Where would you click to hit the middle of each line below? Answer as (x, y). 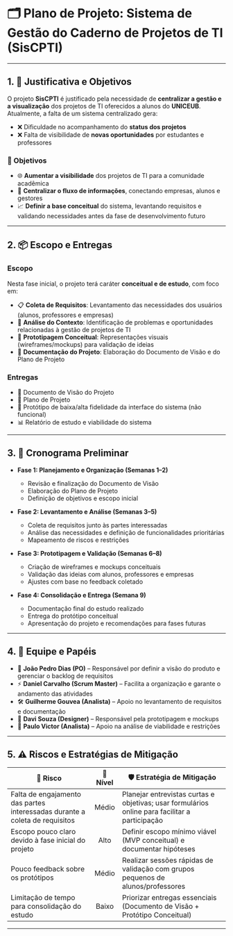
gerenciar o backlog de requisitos (65, 675)
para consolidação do (46, 906)
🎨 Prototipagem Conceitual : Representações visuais (93, 337)
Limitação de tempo (43, 898)
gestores (30, 198)
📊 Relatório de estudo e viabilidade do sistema (84, 422)
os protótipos (32, 878)
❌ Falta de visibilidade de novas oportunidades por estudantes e (111, 134)
